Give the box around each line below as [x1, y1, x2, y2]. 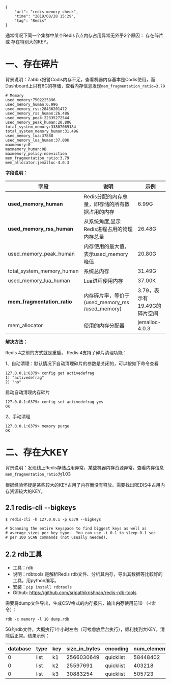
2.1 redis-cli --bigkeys [5, 504, 76, 512]
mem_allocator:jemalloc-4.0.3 [5, 160, 70, 165]
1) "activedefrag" [5, 375, 44, 380]
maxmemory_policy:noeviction [5, 151, 67, 156]
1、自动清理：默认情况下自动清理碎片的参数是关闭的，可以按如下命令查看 [5, 360, 159, 367]
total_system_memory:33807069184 [5, 124, 76, 129]
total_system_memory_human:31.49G [5, 128, 79, 134]
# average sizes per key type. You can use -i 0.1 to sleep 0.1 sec [5, 530, 156, 535]
